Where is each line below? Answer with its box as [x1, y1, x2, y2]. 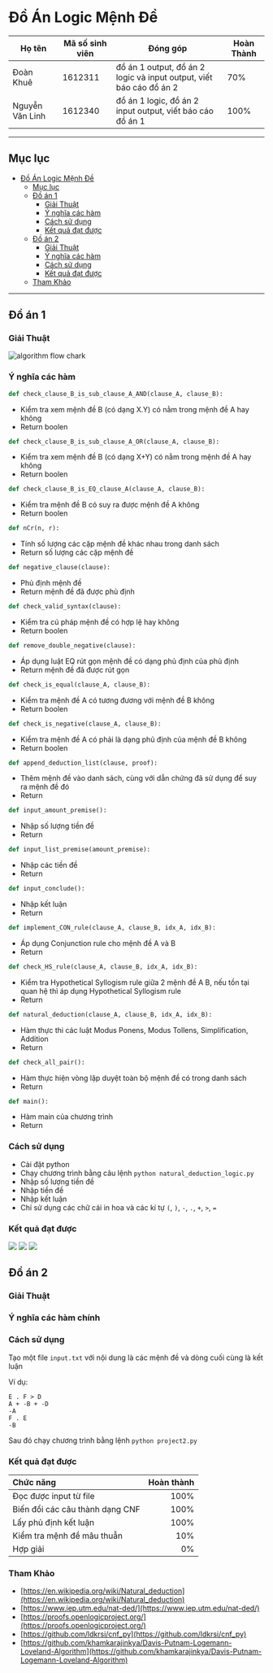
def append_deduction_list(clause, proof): [8, 759, 158, 767]
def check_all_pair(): [8, 1058, 85, 1066]
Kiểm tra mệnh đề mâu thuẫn [12, 1530, 123, 1541]
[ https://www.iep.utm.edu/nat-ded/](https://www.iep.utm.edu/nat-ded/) [19, 1603, 260, 1614]
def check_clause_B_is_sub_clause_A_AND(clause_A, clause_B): [8, 390, 223, 398]
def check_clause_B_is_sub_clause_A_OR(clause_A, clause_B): [8, 438, 220, 446]
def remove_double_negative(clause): [8, 641, 136, 650]
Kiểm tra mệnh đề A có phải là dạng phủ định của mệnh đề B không [19, 734, 247, 744]
